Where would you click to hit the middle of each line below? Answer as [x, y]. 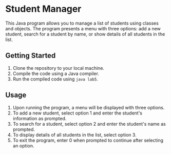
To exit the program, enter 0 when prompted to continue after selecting [88, 140]
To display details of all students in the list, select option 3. [75, 134]
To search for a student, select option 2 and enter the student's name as [89, 124]
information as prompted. [40, 118]
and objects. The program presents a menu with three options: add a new [83, 28]
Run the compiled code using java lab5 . [55, 79]
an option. [23, 146]
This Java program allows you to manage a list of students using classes [82, 23]
